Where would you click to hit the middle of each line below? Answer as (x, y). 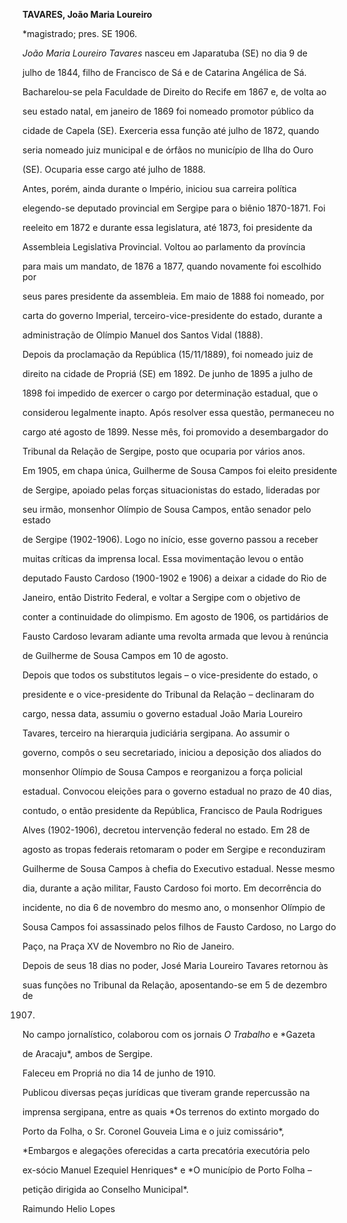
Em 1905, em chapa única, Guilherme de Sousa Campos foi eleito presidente (180, 470)
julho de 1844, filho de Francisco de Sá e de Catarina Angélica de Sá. (164, 72)
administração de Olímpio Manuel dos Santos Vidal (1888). (143, 335)
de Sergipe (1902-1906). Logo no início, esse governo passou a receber (170, 539)
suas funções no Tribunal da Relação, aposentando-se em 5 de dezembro (175, 985)
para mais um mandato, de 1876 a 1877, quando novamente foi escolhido (172, 266)
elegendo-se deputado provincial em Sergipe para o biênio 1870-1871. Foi (174, 208)
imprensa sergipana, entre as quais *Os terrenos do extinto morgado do (171, 1112)
